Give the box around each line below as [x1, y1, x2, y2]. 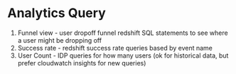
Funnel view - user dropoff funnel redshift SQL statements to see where [17, 28, 229, 37]
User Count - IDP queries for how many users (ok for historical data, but [17, 51, 229, 60]
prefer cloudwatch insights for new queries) [17, 58, 146, 67]
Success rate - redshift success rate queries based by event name [17, 43, 213, 52]
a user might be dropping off [17, 36, 102, 44]
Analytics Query [7, 5, 106, 21]
